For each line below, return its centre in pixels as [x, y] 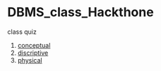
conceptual [34, 45]
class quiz [22, 32]
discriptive [33, 53]
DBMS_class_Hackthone [80, 12]
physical [30, 60]
